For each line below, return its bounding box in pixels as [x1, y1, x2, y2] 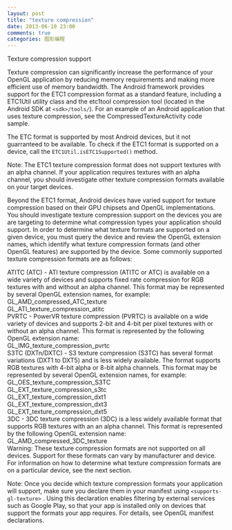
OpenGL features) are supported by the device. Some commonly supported [7, 248, 222, 256]
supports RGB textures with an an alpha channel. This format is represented [7, 422, 223, 431]
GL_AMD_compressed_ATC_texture [7, 297, 107, 306]
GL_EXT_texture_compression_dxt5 [7, 408, 107, 416]
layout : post [7, 10, 45, 17]
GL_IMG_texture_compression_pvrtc [7, 342, 110, 350]
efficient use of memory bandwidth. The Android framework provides [7, 83, 205, 91]
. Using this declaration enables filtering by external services [42, 494, 215, 502]
